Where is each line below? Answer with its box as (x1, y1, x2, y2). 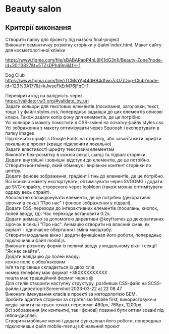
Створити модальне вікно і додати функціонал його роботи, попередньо (5, 232, 162, 238)
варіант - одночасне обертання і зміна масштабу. (5, 227, 112, 233)
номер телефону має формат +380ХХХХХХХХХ (5, 269, 107, 275)
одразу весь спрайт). (5, 189, 51, 195)
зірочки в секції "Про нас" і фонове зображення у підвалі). (5, 200, 132, 206)
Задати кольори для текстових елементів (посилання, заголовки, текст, (5, 103, 160, 109)
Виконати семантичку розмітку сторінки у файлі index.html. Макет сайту (5, 42, 162, 48)
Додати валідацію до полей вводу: (5, 253, 80, 259)
